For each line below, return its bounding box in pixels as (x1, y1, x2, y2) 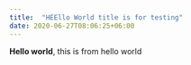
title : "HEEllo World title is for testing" (9, 12, 183, 22)
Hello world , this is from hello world (9, 45, 142, 56)
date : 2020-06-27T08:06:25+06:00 (9, 21, 135, 30)
